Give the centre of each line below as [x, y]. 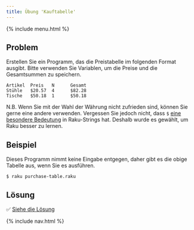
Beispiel [21, 145]
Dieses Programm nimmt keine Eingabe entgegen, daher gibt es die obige [97, 160]
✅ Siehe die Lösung [30, 209]
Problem [22, 47]
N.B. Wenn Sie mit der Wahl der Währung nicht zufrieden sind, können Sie [97, 107]
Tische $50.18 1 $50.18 [46, 96]
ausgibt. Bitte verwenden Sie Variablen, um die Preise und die [82, 68]
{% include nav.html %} [35, 221]
